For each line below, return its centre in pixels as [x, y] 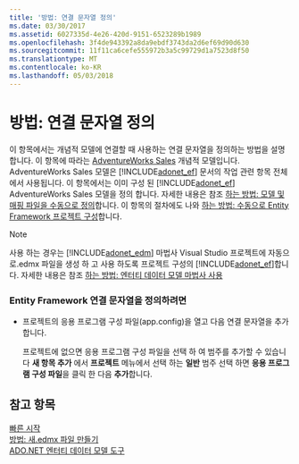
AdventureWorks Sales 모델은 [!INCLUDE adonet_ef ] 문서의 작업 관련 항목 [140, 172]
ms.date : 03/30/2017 [48, 26]
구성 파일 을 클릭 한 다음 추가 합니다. [92, 374]
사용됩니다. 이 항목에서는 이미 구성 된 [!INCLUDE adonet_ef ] [130, 182]
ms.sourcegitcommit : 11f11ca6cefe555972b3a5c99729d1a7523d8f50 [129, 51]
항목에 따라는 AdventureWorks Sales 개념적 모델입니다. [142, 160]
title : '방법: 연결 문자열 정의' [63, 17]
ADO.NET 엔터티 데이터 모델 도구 [67, 450]
